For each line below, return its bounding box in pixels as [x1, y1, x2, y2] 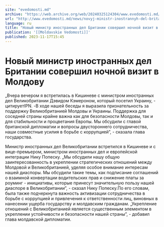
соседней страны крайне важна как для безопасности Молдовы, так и [5, 113, 153, 119]
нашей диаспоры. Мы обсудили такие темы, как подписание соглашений [5, 169, 159, 175]
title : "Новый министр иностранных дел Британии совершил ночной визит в [5, 25, 159, 30]
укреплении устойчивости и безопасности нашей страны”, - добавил [5, 211, 150, 217]
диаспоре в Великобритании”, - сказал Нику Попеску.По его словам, [5, 185, 150, 191]
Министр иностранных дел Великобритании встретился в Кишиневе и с [5, 143, 156, 149]
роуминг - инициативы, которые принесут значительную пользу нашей [5, 180, 155, 186]
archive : [5, 12, 23, 17]
